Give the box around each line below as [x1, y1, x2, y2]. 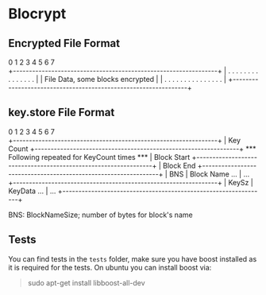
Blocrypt [8, 5, 67, 23]
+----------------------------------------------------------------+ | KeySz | [8, 177, 254, 187]
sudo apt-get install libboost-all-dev [27, 278, 145, 287]
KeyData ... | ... [8, 186, 56, 196]
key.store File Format [8, 106, 115, 119]
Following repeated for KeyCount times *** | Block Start [8, 152, 191, 161]
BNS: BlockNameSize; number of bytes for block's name [8, 210, 193, 219]
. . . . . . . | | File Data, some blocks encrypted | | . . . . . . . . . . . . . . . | [8, 75, 226, 83]
